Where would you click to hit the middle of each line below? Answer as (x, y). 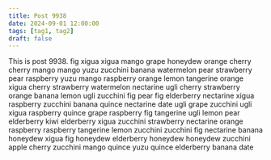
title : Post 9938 (38, 16)
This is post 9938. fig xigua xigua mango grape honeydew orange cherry (130, 61)
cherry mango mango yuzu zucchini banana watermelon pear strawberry (130, 70)
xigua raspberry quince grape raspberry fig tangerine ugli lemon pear (124, 113)
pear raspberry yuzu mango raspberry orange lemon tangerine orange (126, 78)
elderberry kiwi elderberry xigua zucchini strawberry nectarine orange (126, 121)
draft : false (30, 38)
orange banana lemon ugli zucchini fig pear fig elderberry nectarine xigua (131, 96)
